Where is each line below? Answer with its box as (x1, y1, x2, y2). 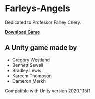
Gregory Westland (12, 57, 50, 63)
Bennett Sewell (12, 62, 43, 68)
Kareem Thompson (12, 73, 52, 79)
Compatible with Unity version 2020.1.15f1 (5, 88, 91, 94)
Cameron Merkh (12, 78, 46, 84)
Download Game (5, 29, 40, 35)
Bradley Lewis (12, 67, 41, 73)
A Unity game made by (5, 43, 77, 52)
